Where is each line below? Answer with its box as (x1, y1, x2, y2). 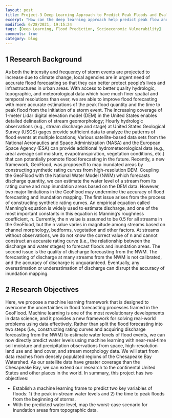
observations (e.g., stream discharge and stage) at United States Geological (5, 123, 165, 129)
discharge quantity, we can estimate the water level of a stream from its (5, 177, 157, 184)
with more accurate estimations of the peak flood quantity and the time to (5, 101, 160, 108)
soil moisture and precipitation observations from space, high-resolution (5, 342, 158, 349)
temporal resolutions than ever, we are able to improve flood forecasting (5, 96, 158, 102)
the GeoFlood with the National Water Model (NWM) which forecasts (5, 172, 150, 178)
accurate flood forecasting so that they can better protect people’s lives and (5, 79, 165, 86)
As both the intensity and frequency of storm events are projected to (5, 69, 150, 75)
